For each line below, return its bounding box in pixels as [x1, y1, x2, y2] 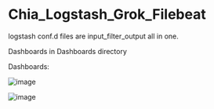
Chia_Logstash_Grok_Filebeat [8, 5, 206, 24]
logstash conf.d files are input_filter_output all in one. [8, 31, 179, 41]
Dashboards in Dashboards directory [8, 46, 128, 56]
